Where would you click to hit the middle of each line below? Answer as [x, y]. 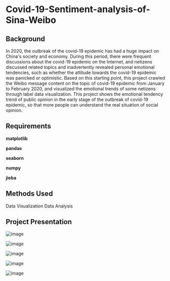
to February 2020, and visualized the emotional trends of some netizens [81, 89]
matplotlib [17, 138]
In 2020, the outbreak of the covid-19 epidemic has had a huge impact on [82, 51]
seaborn [15, 158]
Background [25, 39]
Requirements [28, 126]
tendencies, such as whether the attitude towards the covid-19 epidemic [81, 73]
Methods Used [29, 194]
